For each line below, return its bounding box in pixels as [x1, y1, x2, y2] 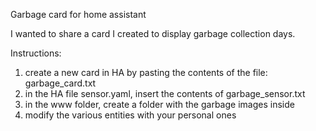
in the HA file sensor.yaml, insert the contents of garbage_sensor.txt [24, 88, 306, 99]
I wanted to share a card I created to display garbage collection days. [10, 28, 296, 39]
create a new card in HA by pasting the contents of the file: [24, 67, 268, 78]
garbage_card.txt [24, 77, 97, 89]
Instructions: [10, 47, 62, 59]
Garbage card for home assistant [10, 9, 147, 20]
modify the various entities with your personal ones [24, 109, 237, 121]
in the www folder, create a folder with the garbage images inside [24, 99, 295, 110]
